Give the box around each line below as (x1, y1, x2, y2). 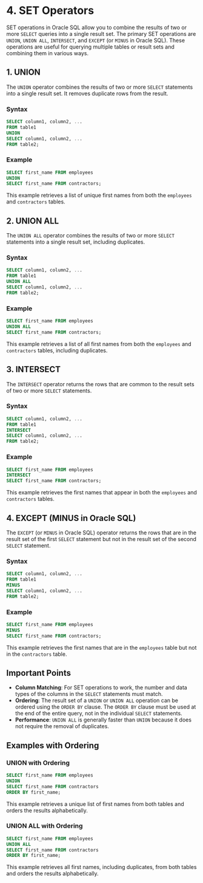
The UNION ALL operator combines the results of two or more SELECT (6, 232, 175, 239)
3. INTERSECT (6, 364, 61, 375)
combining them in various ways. (6, 49, 89, 56)
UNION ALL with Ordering (6, 822, 83, 830)
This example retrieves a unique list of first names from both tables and (6, 800, 185, 808)
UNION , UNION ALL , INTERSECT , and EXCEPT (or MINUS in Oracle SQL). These (6, 36, 185, 44)
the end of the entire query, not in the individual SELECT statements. (15, 710, 183, 717)
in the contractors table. (6, 650, 67, 658)
